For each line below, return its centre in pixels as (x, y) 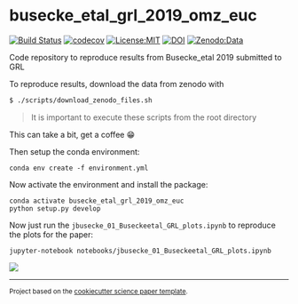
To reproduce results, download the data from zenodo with (117, 84)
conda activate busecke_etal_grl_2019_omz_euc (97, 201)
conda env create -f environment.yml (79, 168)
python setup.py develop (55, 208)
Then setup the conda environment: (74, 151)
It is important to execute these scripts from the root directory (144, 117)
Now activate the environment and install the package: (109, 184)
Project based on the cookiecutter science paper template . (98, 291)
